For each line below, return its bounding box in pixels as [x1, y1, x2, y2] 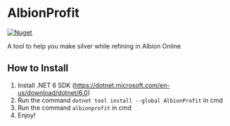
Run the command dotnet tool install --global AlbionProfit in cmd [17, 96, 223, 104]
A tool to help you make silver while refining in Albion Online [7, 42, 181, 50]
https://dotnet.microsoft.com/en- [74, 81, 170, 89]
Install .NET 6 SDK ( [17, 81, 75, 89]
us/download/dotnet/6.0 [17, 88, 88, 96]
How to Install [7, 62, 69, 75]
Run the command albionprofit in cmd [17, 103, 132, 112]
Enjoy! [17, 111, 36, 119]
